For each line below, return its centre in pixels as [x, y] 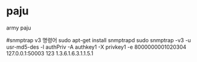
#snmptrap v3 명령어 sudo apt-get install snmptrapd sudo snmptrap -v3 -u [99, 40]
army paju [19, 28]
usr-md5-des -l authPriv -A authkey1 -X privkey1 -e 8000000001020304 [96, 47]
